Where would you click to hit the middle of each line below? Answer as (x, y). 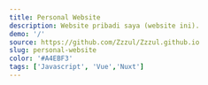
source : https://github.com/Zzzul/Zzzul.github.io (104, 42)
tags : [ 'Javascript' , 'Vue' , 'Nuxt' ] (77, 67)
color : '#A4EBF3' (41, 58)
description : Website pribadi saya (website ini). (104, 26)
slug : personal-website (53, 50)
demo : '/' (27, 34)
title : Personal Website (55, 17)
